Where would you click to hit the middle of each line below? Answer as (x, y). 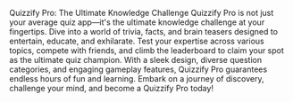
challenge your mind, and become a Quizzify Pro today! (112, 88)
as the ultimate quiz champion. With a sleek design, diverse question (135, 60)
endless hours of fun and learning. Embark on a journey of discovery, (137, 78)
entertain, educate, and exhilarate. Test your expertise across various (137, 41)
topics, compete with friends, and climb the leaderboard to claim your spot (146, 51)
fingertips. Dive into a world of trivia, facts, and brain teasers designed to (144, 31)
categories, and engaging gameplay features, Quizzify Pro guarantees (138, 69)
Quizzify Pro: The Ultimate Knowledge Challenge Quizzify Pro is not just (142, 13)
